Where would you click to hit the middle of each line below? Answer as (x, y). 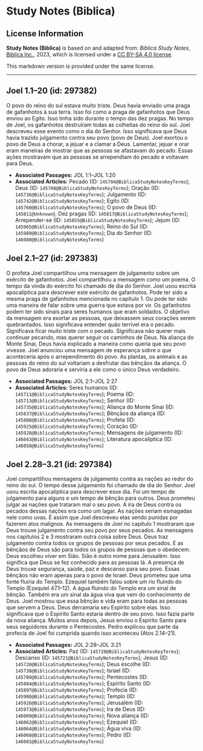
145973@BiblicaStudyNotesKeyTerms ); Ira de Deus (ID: (80, 709)
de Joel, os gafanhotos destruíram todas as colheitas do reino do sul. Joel (98, 125)
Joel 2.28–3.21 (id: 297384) (59, 464)
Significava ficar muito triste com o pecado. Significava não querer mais (96, 330)
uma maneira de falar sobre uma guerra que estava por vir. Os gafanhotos (98, 305)
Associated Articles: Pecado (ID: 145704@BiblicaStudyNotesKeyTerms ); (102, 181)
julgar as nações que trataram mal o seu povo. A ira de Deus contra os (94, 505)
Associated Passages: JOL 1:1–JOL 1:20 (65, 175)
